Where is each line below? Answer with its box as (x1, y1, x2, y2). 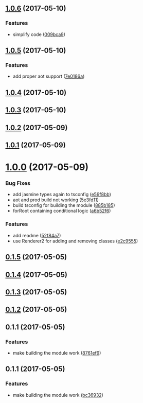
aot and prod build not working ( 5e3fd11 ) (12, 197, 99, 203)
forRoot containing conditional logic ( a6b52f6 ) (12, 208, 111, 214)
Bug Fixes (5, 180, 31, 187)
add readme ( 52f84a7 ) (12, 232, 61, 238)
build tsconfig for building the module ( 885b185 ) (12, 202, 115, 208)
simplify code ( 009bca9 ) (12, 31, 66, 38)
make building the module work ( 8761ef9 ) (12, 349, 101, 356)
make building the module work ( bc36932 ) (12, 392, 104, 398)
